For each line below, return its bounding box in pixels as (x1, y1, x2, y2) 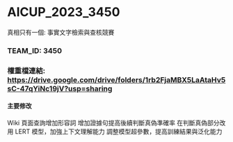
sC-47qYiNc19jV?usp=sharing (7, 84, 113, 93)
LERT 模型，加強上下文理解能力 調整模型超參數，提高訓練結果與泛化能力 (15, 127, 223, 136)
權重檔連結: (7, 65, 46, 75)
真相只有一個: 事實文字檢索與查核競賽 (7, 28, 115, 36)
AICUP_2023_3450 (7, 4, 120, 20)
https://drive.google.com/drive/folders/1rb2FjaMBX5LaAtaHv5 (7, 74, 226, 84)
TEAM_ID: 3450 (7, 46, 63, 56)
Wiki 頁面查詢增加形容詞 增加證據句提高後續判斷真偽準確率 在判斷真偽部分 (7, 118, 220, 127)
